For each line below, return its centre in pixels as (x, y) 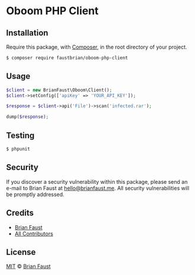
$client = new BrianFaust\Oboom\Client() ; (59, 90)
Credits (20, 213)
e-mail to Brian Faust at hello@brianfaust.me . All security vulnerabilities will (98, 188)
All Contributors (34, 234)
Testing (20, 135)
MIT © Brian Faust (29, 266)
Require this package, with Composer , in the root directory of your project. (97, 47)
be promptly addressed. (35, 194)
